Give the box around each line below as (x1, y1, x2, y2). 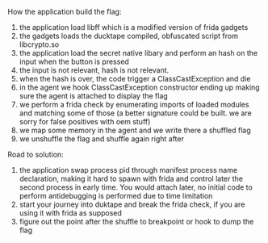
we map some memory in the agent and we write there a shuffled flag (19, 125, 251, 135)
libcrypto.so (19, 40, 60, 49)
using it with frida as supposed (19, 208, 123, 217)
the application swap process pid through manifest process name (19, 165, 238, 174)
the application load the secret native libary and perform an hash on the (19, 48, 258, 57)
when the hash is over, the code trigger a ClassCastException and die (19, 74, 251, 83)
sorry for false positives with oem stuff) (19, 117, 151, 126)
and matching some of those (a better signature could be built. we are (19, 108, 252, 118)
